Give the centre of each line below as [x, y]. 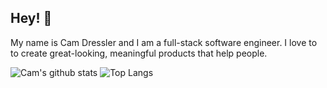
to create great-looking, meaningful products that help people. [139, 53]
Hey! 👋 [31, 18]
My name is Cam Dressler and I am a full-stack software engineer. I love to [164, 42]
